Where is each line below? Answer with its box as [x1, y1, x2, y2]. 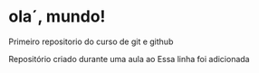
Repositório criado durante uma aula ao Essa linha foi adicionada [8, 53, 250, 64]
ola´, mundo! [8, 6, 106, 27]
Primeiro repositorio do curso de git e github [8, 36, 174, 47]
